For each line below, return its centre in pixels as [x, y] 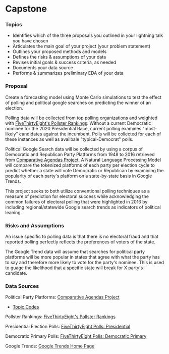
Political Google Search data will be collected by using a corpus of [74, 149]
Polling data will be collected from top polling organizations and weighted [81, 118]
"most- [150, 128]
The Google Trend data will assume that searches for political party [75, 252]
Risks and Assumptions [35, 225]
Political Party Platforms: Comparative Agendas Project [63, 297]
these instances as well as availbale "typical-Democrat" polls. [69, 139]
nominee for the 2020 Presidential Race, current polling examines [73, 128]
